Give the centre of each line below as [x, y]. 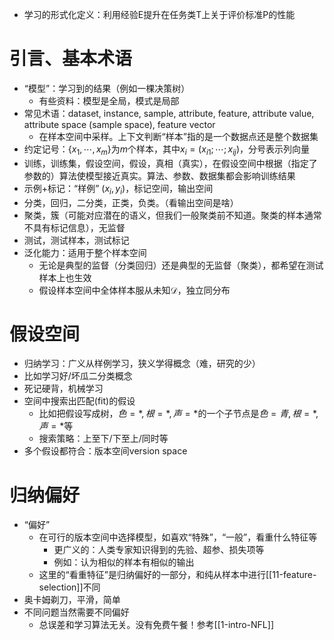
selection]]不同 [69, 587]
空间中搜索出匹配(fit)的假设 [79, 401]
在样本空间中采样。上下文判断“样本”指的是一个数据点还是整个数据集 [178, 136]
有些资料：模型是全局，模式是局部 [109, 100]
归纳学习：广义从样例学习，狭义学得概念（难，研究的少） [142, 364]
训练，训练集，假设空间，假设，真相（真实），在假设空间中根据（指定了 [170, 163]
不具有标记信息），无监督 [74, 227]
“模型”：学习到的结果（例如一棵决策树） [107, 88]
